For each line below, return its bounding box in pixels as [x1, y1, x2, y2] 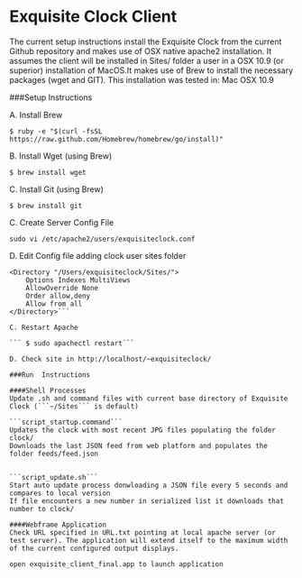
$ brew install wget [9, 168, 87, 177]
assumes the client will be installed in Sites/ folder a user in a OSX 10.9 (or [9, 55, 284, 66]
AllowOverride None [25, 283, 99, 292]
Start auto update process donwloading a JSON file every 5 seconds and [9, 481, 288, 490]
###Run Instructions [9, 370, 91, 380]
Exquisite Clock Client [9, 6, 178, 27]
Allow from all [25, 299, 83, 308]
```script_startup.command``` [9, 417, 124, 427]
